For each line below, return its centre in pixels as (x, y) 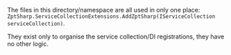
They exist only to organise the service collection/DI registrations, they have (116, 36)
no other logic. (28, 44)
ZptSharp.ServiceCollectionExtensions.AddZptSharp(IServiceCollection (111, 16)
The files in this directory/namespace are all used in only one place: (104, 10)
